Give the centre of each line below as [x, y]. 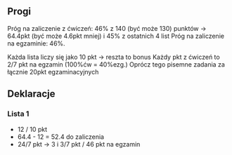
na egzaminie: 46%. [36, 43]
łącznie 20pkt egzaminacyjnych [53, 72]
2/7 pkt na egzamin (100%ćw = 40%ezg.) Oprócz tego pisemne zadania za [116, 64]
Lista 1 [18, 114]
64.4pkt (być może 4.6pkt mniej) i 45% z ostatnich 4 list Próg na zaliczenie [116, 36]
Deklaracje [31, 94]
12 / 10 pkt [32, 129]
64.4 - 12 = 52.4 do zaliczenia [60, 137]
